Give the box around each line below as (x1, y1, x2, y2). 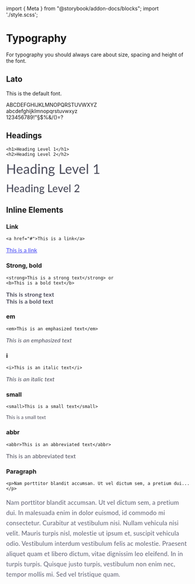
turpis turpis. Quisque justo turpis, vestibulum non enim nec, (6, 560, 176, 568)
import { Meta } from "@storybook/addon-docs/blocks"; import (6, 5, 159, 12)
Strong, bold (6, 262, 42, 270)
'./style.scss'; (6, 11, 38, 18)
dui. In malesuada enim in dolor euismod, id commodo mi (6, 508, 166, 517)
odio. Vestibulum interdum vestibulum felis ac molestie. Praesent (6, 539, 187, 548)
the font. (6, 57, 27, 64)
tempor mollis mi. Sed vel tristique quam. (6, 570, 121, 579)
